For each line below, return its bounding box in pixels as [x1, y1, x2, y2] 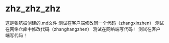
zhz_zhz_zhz [5, 3, 61, 14]
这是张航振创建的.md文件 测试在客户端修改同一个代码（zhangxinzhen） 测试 [5, 20, 164, 26]
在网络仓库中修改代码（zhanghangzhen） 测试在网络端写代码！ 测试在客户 [5, 26, 161, 32]
